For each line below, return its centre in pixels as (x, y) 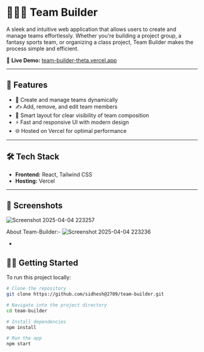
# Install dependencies (36, 322)
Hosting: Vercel (35, 181)
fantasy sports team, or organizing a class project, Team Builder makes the (100, 42)
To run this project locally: (39, 277)
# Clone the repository (36, 289)
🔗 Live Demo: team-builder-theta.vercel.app (62, 60)
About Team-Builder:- (33, 232)
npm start (19, 344)
